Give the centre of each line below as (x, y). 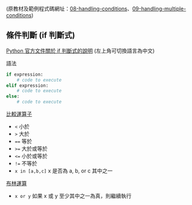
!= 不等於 (26, 164)
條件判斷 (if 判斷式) (41, 35)
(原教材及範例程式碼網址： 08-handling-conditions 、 (69, 9)
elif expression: (27, 85)
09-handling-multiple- (159, 9)
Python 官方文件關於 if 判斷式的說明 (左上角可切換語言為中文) (80, 51)
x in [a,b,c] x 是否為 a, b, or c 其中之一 (64, 171)
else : (13, 96)
